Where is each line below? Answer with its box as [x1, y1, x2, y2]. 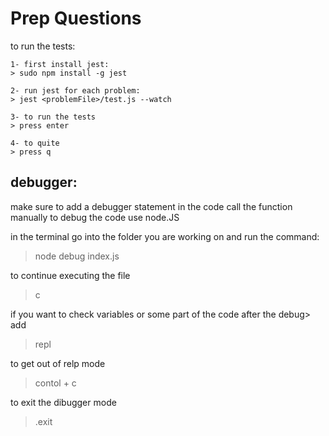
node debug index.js [34, 250, 120, 262]
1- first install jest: [10, 59, 110, 69]
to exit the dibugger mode [10, 396, 117, 408]
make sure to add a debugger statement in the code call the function [10, 200, 293, 212]
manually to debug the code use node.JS [10, 211, 180, 223]
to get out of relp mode [10, 357, 106, 369]
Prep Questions [10, 7, 142, 30]
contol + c [34, 377, 77, 389]
